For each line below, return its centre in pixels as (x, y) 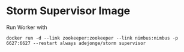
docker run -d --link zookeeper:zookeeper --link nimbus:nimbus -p (92, 38)
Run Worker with (27, 27)
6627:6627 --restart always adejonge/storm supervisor (76, 43)
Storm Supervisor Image (68, 11)
